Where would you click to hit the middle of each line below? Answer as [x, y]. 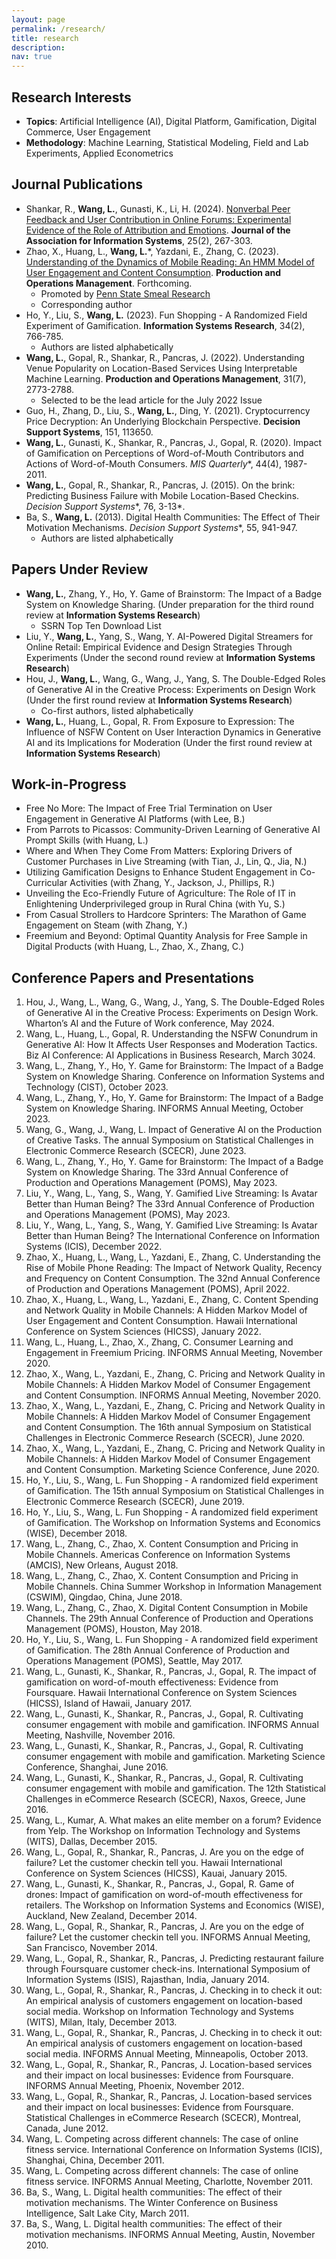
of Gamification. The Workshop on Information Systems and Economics [173, 1523]
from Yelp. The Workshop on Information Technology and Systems [163, 1831]
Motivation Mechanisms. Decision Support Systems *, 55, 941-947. [161, 527]
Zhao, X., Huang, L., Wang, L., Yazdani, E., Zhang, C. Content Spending [172, 1300]
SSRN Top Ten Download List [101, 625]
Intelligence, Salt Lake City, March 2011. [107, 2213]
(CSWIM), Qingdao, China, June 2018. [104, 1597]
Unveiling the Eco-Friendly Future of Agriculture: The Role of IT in [160, 893]
